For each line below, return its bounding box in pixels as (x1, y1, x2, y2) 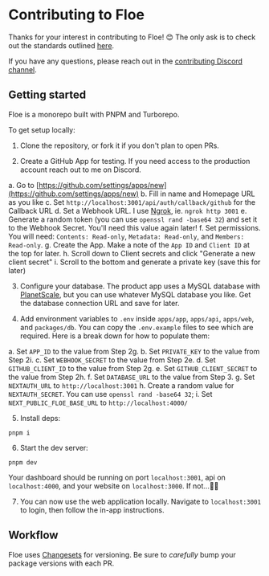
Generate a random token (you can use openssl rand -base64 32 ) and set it (8, 214, 258, 224)
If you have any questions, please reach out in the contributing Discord (8, 56, 243, 66)
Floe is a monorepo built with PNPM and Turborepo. (8, 109, 180, 119)
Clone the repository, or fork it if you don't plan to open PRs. (19, 141, 219, 150)
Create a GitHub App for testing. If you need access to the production (19, 156, 251, 165)
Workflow (8, 529, 59, 542)
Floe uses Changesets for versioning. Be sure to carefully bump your (8, 549, 236, 559)
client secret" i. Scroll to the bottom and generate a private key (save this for (8, 257, 261, 267)
